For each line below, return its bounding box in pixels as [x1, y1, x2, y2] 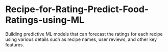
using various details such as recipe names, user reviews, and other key [5, 36, 157, 42]
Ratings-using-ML [5, 14, 85, 26]
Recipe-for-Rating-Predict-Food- [5, 4, 149, 15]
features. [5, 41, 25, 47]
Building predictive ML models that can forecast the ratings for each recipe [5, 31, 163, 37]
